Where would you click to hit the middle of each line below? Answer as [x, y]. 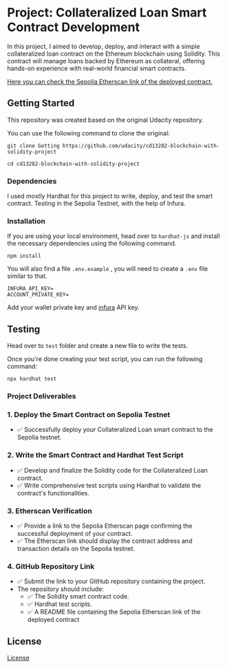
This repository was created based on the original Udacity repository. [106, 120]
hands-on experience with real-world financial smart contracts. [97, 68]
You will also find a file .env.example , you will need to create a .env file [108, 269]
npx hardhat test [32, 379]
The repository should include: [61, 589]
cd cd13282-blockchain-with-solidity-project [73, 164]
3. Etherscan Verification [50, 510]
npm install [24, 256]
